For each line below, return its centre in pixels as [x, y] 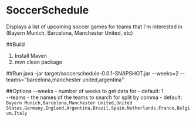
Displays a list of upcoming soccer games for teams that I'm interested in [94, 27]
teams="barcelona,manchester [43, 80]
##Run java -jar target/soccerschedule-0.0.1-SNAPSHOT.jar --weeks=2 [92, 73]
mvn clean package [38, 62]
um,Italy [17, 113]
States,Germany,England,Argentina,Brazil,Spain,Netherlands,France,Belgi [98, 108]
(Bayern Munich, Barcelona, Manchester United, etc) [70, 32]
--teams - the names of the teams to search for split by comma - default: [94, 97]
